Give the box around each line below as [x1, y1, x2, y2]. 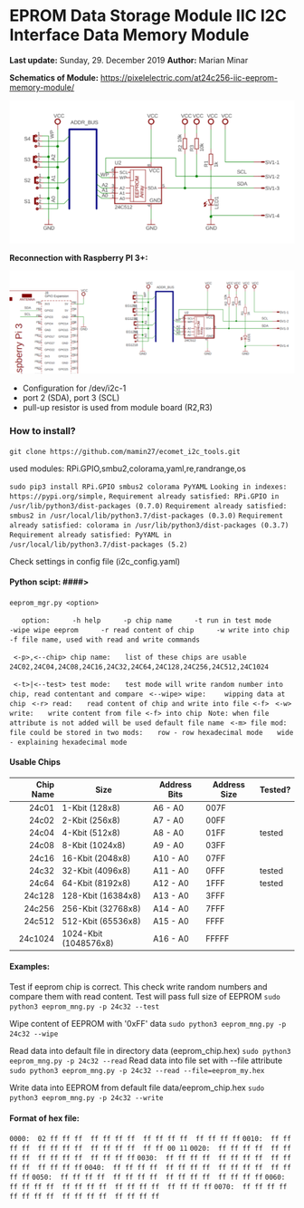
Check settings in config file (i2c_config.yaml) [9, 556, 181, 566]
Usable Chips [9, 757, 62, 768]
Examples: [9, 962, 50, 972]
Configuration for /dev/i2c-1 [22, 382, 127, 394]
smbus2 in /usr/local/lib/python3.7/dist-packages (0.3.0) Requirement [9, 511, 283, 520]
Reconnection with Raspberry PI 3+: [9, 252, 148, 263]
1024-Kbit [62, 928, 103, 939]
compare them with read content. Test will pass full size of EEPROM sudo [9, 991, 280, 1001]
